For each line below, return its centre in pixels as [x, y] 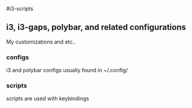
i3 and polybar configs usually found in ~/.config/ [67, 70]
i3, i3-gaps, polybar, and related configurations [96, 27]
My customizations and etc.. [41, 42]
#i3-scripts [20, 9]
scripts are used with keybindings [48, 98]
